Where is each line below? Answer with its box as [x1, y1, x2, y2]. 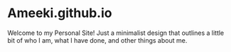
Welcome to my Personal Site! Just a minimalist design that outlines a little [7, 28, 225, 37]
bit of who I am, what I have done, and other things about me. [7, 36, 188, 44]
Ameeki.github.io [7, 5, 112, 21]
